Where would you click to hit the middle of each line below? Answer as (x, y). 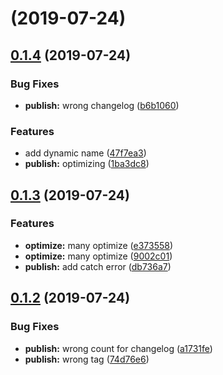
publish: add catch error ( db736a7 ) (98, 266)
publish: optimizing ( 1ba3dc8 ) (87, 164)
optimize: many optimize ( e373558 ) (99, 245)
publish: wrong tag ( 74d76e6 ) (87, 359)
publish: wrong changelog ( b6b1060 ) (102, 105)
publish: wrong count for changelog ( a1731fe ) (118, 348)
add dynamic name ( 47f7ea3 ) (85, 153)
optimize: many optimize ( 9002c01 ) (98, 256)
